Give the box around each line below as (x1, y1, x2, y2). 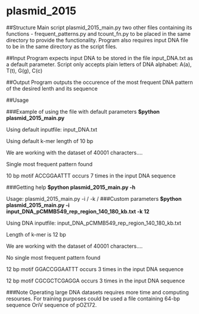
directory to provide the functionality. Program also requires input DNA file (6, 36, 189, 43)
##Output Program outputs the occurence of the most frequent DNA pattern (6, 79, 194, 86)
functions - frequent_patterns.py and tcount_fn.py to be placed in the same (6, 30, 191, 37)
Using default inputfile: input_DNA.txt (6, 126, 98, 133)
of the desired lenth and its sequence (6, 85, 98, 92)
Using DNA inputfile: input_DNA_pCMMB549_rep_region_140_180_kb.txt (6, 219, 182, 226)
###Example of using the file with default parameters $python (6, 108, 160, 115)
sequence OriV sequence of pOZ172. (6, 301, 97, 308)
